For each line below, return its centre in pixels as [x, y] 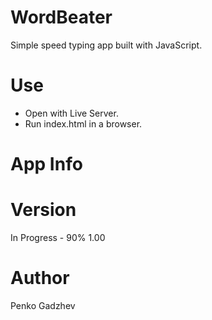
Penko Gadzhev [43, 305]
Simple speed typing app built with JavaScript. [106, 45]
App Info [46, 164]
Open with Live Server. [71, 113]
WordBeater [61, 17]
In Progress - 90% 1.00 [58, 237]
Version [43, 210]
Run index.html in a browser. [83, 123]
